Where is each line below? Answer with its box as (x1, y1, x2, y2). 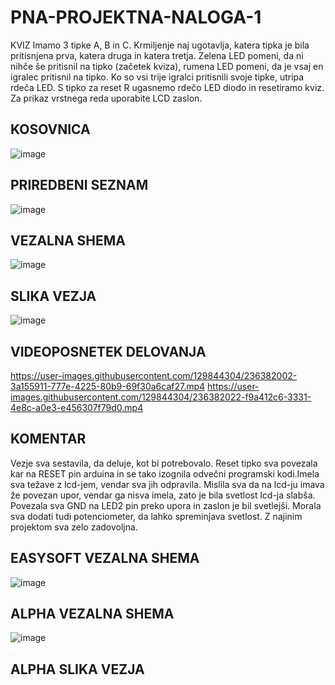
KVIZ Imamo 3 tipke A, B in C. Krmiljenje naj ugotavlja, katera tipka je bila (10, 39, 310, 51)
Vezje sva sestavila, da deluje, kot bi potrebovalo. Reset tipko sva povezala (10, 457, 318, 469)
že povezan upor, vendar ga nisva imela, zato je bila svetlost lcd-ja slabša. (10, 489, 316, 501)
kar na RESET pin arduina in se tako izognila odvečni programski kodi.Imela (10, 467, 320, 480)
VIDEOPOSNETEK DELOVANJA (10, 343, 207, 360)
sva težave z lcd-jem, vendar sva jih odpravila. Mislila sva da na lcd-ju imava (10, 478, 325, 490)
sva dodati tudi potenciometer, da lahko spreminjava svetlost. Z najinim (10, 510, 303, 522)
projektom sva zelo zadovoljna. (10, 521, 138, 533)
